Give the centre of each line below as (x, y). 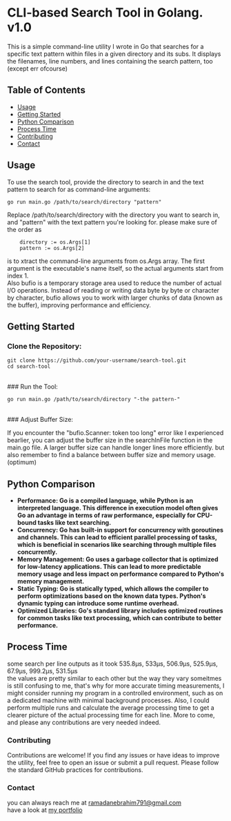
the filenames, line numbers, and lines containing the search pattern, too (110, 61)
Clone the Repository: (44, 346)
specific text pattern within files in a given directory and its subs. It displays (114, 54)
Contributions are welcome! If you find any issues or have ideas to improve (113, 755)
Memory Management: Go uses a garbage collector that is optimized (118, 559)
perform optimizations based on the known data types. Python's (111, 596)
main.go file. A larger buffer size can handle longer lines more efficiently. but (116, 447)
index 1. (18, 276)
